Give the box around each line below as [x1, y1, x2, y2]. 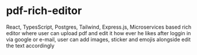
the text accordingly [6, 42, 55, 49]
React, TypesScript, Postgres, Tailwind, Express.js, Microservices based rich [6, 23, 192, 30]
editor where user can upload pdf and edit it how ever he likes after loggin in [6, 29, 191, 36]
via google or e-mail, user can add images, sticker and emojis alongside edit [6, 36, 191, 43]
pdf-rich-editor [6, 4, 82, 18]
